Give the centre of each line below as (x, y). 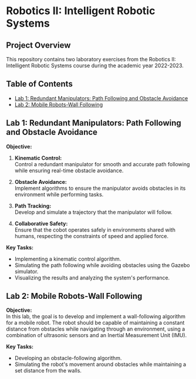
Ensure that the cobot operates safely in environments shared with (95, 230)
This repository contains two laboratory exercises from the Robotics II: (91, 59)
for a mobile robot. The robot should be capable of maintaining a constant (95, 323)
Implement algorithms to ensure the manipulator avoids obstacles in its (100, 188)
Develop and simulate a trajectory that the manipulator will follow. (94, 212)
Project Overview (38, 45)
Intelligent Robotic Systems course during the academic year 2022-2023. (95, 65)
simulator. (26, 271)
